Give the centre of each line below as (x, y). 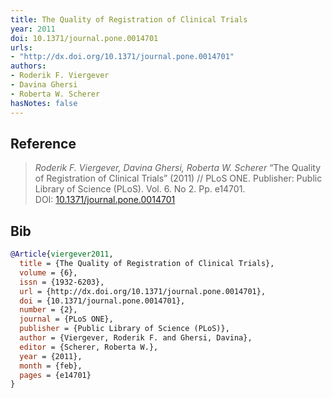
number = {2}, (48, 310)
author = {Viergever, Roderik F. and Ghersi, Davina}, (136, 338)
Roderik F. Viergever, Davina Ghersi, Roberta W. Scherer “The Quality (178, 168)
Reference (43, 143)
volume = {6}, (48, 272)
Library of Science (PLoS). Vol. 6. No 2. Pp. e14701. (140, 189)
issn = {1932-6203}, (62, 282)
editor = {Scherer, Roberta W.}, (89, 347)
